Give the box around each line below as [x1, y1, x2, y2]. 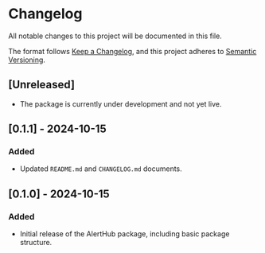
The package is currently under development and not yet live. [19, 99, 222, 108]
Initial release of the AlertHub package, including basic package [19, 229, 230, 239]
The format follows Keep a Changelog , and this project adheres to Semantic [8, 46, 257, 56]
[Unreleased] [8, 78, 76, 91]
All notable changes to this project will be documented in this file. [8, 31, 223, 41]
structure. [19, 238, 53, 247]
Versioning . [8, 55, 46, 64]
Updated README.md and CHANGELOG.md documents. [19, 164, 183, 173]
